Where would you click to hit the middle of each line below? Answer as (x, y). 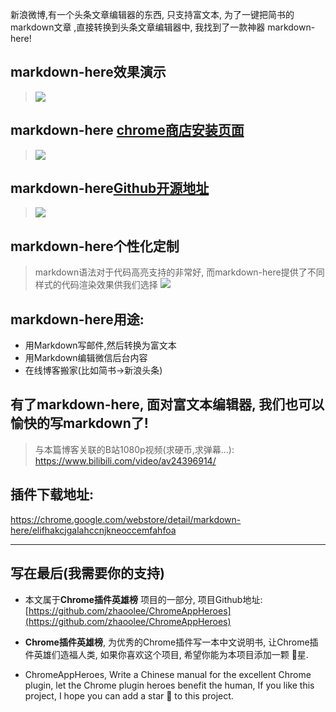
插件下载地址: (52, 494)
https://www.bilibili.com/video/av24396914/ (125, 460)
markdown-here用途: (77, 319)
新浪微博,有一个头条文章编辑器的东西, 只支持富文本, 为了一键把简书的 (152, 14)
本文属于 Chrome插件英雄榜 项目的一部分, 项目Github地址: (143, 599)
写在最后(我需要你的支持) (87, 573)
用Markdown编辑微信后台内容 (86, 358)
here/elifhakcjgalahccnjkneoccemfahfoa (93, 530)
